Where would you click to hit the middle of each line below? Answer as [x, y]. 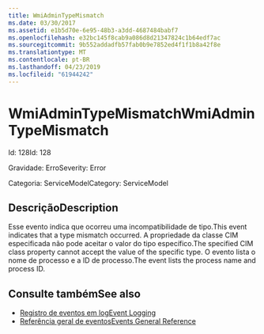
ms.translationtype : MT [47, 52]
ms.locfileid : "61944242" [51, 74]
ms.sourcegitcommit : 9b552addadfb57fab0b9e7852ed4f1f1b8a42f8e [115, 45]
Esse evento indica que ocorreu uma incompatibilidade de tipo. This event [128, 227]
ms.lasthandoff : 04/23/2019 [55, 67]
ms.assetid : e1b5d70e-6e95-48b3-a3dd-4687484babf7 [93, 30]
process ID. [27, 269]
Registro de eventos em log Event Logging [88, 313]
